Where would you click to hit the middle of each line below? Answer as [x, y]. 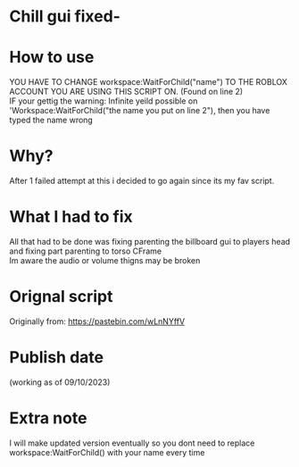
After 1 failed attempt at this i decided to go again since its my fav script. [142, 181]
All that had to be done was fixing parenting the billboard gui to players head [150, 242]
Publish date [57, 358]
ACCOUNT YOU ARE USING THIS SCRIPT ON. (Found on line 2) [126, 92]
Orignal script [61, 297]
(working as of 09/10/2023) [60, 382]
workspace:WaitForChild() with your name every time [107, 452]
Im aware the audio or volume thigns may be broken [105, 260]
